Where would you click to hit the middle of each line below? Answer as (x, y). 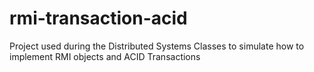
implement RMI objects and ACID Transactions (105, 56)
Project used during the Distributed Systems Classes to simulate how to (157, 46)
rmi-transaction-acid (98, 18)
